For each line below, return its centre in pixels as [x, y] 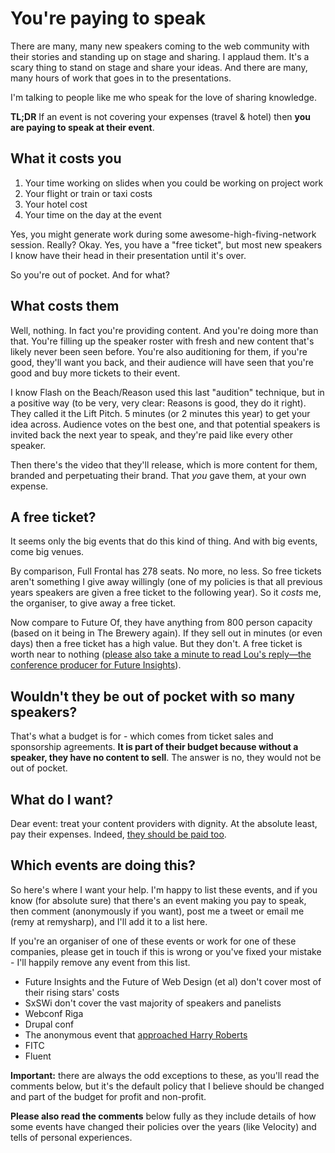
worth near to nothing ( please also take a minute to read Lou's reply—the [161, 654]
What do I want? [62, 799]
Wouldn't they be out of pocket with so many [153, 696]
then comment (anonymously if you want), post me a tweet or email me [157, 911]
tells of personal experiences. [71, 1137]
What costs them [65, 306]
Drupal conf [49, 1024]
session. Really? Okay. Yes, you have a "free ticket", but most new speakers [166, 244]
